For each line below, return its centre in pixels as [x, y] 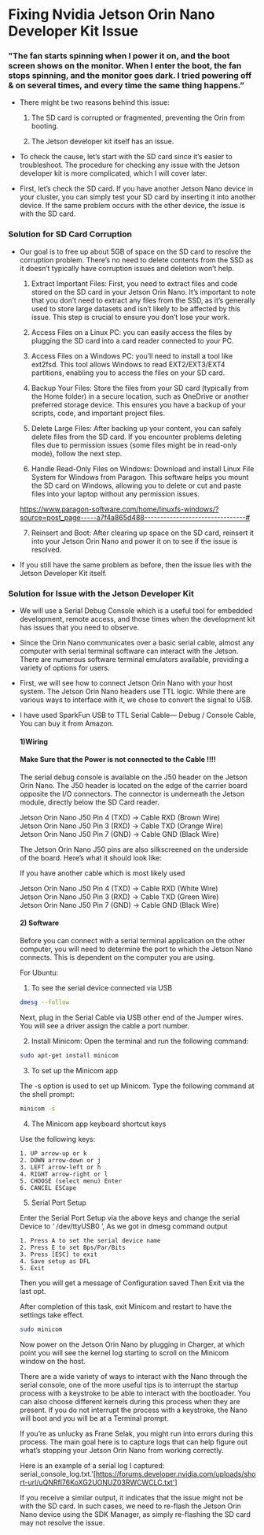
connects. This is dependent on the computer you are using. [117, 957]
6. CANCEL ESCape [48, 1187]
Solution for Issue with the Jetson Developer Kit [101, 593]
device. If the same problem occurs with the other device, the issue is [132, 206]
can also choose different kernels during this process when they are [130, 1401]
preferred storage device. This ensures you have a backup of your [138, 404]
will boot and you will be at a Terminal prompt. [94, 1418]
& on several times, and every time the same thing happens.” [126, 86]
